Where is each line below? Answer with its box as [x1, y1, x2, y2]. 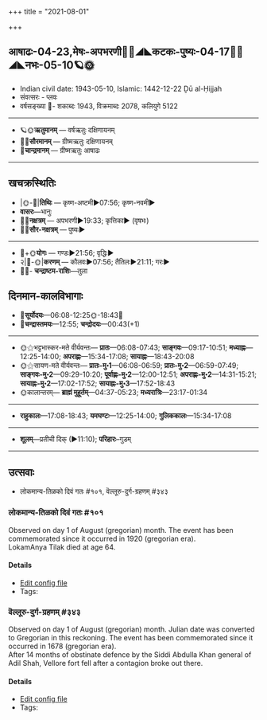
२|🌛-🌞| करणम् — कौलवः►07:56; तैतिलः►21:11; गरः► [19, 256, 170, 266]
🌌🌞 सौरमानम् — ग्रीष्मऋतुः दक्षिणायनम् [19, 136, 113, 146]
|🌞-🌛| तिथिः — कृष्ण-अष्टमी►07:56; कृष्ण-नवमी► [19, 198, 156, 207]
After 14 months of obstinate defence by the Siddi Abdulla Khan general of [8, 650, 252, 659]
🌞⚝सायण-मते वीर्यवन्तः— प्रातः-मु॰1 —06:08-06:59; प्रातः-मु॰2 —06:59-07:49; [19, 361, 239, 370]
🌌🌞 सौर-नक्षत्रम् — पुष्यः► [19, 225, 86, 234]
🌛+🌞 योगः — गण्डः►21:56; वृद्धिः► [19, 248, 114, 257]
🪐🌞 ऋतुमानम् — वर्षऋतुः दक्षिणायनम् [19, 125, 115, 135]
